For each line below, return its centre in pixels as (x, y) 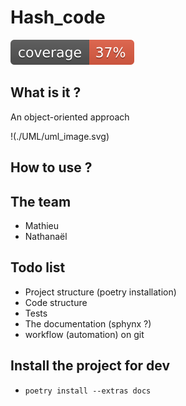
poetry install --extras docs (88, 391)
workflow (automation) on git (84, 334)
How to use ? (51, 167)
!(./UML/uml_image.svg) (60, 136)
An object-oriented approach (70, 117)
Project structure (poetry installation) (100, 292)
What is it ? (46, 92)
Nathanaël (46, 236)
